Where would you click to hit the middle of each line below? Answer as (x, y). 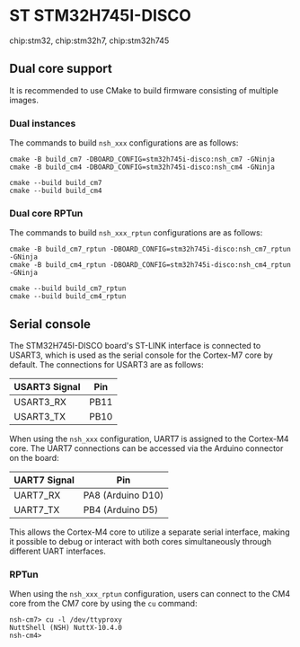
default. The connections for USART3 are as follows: (106, 365)
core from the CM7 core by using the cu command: (103, 604)
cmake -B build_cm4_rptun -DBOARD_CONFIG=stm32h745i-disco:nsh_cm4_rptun (150, 265)
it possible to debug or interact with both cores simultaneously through (141, 542)
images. (24, 100)
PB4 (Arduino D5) (121, 510)
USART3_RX (40, 403)
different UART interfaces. (57, 551)
